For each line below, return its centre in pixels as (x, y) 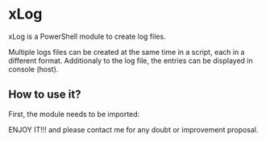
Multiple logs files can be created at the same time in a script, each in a (127, 52)
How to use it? (45, 95)
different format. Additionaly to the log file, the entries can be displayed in (131, 61)
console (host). (33, 69)
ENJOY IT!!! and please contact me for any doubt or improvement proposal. (133, 129)
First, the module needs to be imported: (74, 114)
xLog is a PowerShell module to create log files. (87, 36)
